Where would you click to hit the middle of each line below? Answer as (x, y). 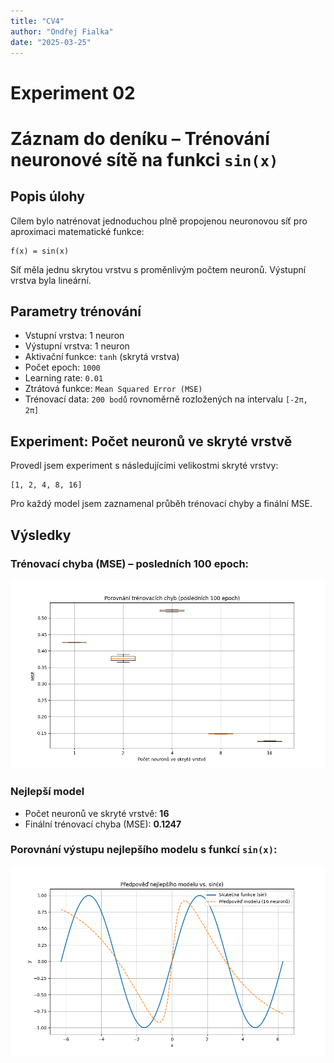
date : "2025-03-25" (51, 42)
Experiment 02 (73, 92)
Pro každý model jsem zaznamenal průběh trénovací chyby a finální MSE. (161, 504)
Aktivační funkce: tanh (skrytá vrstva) (102, 357)
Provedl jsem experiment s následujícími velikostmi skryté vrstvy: (144, 466)
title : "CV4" (37, 21)
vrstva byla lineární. (51, 280)
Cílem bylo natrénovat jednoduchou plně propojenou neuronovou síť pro (159, 221)
